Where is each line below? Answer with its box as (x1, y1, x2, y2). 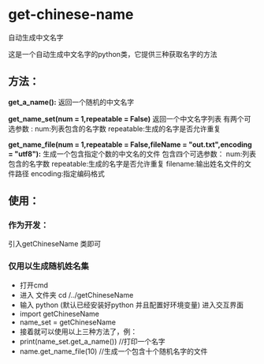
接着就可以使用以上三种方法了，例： (19, 326, 138, 336)
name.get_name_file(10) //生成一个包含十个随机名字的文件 (19, 346, 208, 356)
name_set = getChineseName (19, 317, 117, 327)
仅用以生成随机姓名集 (8, 261, 89, 272)
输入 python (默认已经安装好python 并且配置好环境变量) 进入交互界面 (19, 300, 244, 310)
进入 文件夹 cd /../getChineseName (19, 290, 134, 299)
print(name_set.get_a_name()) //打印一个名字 (19, 336, 165, 346)
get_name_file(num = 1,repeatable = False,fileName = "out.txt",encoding (8, 140, 252, 149)
